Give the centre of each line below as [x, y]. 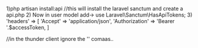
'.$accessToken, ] [28, 27]
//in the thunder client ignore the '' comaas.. [60, 39]
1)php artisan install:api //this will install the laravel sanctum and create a [95, 9]
